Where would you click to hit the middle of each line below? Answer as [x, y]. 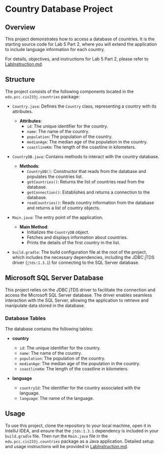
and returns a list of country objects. [63, 208]
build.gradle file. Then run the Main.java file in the [57, 436]
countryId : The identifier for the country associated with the [80, 388]
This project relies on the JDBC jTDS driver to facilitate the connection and [80, 290]
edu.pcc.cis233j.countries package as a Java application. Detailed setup [80, 441]
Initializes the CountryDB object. [58, 232]
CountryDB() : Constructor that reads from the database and [86, 171]
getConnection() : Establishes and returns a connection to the [88, 192]
